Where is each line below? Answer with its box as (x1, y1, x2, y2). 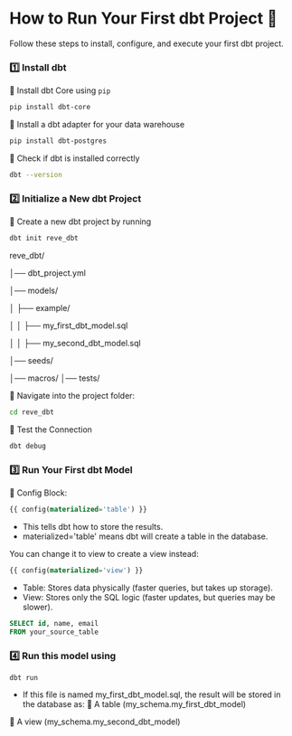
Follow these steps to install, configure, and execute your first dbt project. (9, 38, 285, 49)
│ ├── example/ (9, 303, 71, 314)
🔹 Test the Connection (9, 424, 93, 435)
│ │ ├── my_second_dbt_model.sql (9, 338, 142, 349)
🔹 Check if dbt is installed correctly (9, 153, 140, 164)
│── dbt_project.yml (9, 268, 86, 278)
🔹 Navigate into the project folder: (9, 391, 136, 401)
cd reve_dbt (9, 408, 54, 417)
